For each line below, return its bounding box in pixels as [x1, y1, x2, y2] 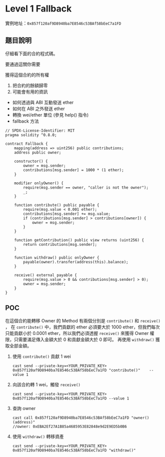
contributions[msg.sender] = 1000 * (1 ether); [23, 167, 124, 173]
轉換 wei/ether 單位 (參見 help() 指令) [12, 112, 89, 118]
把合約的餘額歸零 [12, 82, 48, 88]
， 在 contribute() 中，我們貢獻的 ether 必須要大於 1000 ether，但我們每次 [5, 324, 160, 330]
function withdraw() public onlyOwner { [14, 255, 99, 260]
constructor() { [14, 159, 48, 164]
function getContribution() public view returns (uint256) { [14, 237, 144, 243]
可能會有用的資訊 [12, 89, 48, 95]
